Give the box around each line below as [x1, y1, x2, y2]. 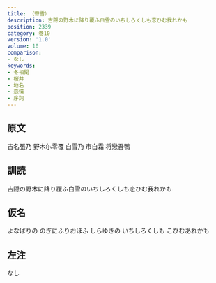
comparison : [7, 50, 42, 57]
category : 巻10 [7, 29, 50, 37]
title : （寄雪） [7, 10, 50, 17]
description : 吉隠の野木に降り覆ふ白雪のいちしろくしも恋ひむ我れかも [7, 17, 188, 24]
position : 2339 [7, 23, 52, 30]
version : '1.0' [7, 36, 52, 43]
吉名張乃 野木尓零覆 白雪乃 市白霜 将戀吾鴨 [7, 142, 130, 150]
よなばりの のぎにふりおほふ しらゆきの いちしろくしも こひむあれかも [7, 226, 210, 235]
